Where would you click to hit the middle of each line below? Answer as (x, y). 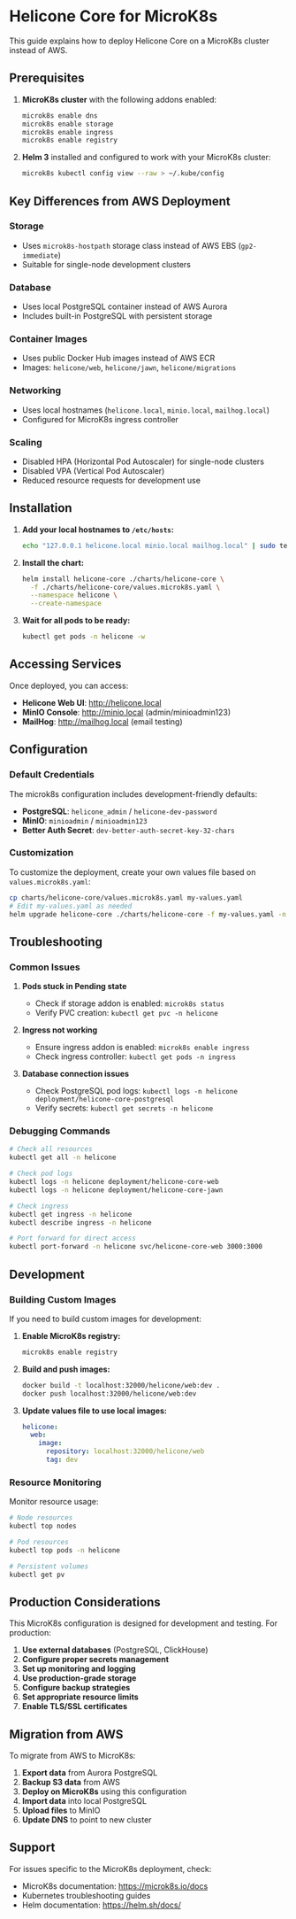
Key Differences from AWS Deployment (120, 201)
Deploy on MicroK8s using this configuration (104, 1791)
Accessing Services (65, 665)
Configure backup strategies (76, 1688)
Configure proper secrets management (95, 1660)
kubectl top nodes (43, 1526)
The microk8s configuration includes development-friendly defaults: (133, 793)
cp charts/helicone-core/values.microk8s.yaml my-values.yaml (126, 898)
